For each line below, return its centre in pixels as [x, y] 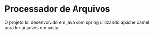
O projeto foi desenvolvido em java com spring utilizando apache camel [77, 22]
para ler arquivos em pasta [32, 27]
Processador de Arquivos [58, 9]
